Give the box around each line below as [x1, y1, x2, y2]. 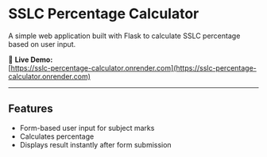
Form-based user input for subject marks [19, 123, 155, 132]
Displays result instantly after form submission [19, 140, 172, 149]
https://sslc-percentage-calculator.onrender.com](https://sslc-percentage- [10, 63, 257, 72]
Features [8, 102, 53, 116]
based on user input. [8, 39, 76, 48]
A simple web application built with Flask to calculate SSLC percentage [8, 31, 241, 40]
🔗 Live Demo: [8, 55, 53, 64]
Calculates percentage [19, 132, 95, 141]
